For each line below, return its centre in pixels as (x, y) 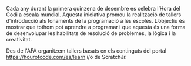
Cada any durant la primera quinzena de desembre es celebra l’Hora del (93, 8)
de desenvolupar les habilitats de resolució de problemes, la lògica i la (91, 33)
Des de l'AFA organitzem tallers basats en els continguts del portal (86, 51)
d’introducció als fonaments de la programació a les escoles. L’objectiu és (95, 21)
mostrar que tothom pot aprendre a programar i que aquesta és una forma (96, 27)
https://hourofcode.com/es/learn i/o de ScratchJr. (67, 57)
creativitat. (19, 39)
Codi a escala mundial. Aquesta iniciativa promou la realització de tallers (94, 15)
